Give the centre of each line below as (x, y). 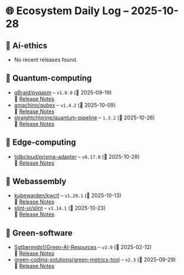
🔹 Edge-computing (41, 143)
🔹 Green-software (39, 233)
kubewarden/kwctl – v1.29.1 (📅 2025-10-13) (68, 195)
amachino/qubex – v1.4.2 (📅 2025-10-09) (65, 105)
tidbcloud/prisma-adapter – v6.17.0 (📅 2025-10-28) (77, 156)
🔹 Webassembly (36, 181)
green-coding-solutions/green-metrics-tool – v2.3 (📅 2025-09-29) (95, 260)
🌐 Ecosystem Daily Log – (67, 11)
